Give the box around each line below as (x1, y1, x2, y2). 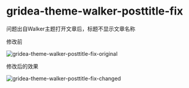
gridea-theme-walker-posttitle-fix (6, 4, 184, 18)
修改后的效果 (6, 63, 38, 70)
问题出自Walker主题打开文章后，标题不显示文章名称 (6, 25, 136, 32)
